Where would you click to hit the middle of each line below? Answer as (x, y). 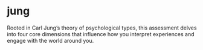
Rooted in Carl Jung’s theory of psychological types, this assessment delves (102, 28)
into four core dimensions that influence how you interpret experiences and (101, 34)
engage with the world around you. (50, 40)
